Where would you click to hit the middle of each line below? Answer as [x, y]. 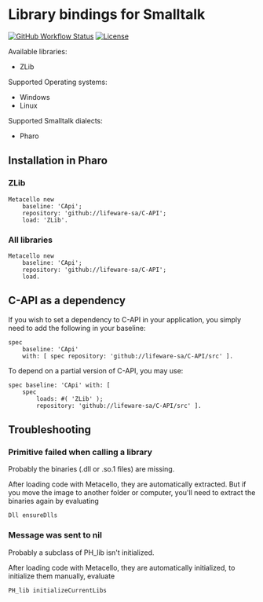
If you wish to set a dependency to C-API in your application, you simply [125, 319]
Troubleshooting [50, 430]
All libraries [31, 240]
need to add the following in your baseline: [77, 328]
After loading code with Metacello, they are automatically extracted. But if [127, 484]
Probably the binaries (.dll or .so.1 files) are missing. [91, 469]
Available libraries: [38, 51]
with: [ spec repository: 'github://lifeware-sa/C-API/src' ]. [128, 356]
